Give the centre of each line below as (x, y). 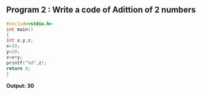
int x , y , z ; (20, 41)
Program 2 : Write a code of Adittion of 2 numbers (101, 10)
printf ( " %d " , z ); (26, 63)
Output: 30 (20, 85)
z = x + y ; (14, 57)
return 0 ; (19, 69)
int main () (20, 29)
